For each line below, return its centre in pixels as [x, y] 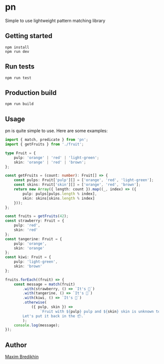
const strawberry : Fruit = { [35, 221]
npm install [17, 47]
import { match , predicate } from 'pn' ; [47, 140]
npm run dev [17, 51]
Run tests [20, 67]
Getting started [29, 36]
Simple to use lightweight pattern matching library [55, 21]
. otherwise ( [35, 302]
